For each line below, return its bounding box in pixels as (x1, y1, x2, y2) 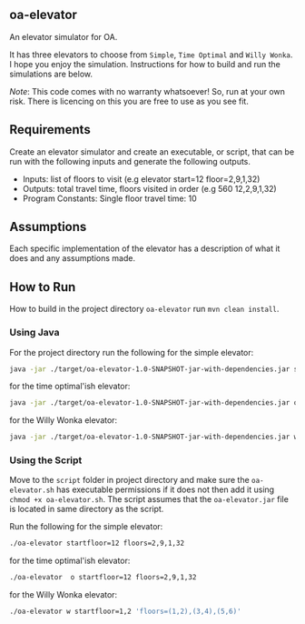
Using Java (9, 327, 60, 339)
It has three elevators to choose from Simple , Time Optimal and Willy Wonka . (9, 49, 293, 60)
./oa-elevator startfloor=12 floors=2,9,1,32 (9, 538, 184, 549)
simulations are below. (9, 68, 93, 79)
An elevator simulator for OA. (9, 31, 118, 42)
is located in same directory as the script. (9, 504, 164, 515)
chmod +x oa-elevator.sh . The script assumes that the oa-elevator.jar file (9, 494, 289, 505)
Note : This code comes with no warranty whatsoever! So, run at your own (9, 86, 286, 96)
